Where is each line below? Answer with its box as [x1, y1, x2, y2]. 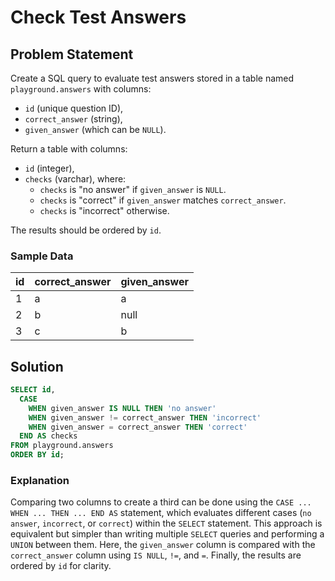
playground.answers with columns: [10, 83, 152, 95]
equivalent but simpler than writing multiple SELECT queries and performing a [10, 528, 325, 540]
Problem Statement [10, 46, 134, 63]
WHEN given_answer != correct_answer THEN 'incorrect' [28, 412, 262, 423]
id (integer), [24, 162, 75, 174]
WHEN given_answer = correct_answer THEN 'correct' [28, 422, 248, 432]
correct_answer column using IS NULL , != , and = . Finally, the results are [10, 549, 302, 561]
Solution [10, 358, 64, 375]
